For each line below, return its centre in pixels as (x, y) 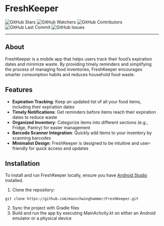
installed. (14, 181)
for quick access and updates (59, 148)
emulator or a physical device (42, 218)
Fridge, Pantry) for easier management (51, 127)
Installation (22, 163)
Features (19, 90)
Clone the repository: (33, 190)
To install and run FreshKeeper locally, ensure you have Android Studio (76, 175)
